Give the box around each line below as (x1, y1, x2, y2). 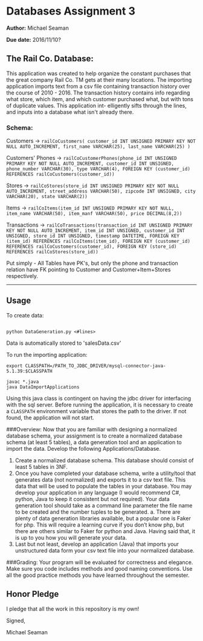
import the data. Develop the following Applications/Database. (6, 445, 161, 452)
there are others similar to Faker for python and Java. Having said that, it (14, 527, 195, 534)
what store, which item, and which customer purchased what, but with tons (6, 95, 193, 102)
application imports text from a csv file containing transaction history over (6, 82, 190, 90)
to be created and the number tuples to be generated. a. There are (14, 508, 181, 516)
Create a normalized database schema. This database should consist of (14, 456, 194, 464)
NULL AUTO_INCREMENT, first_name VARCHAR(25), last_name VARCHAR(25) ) (6, 144, 190, 150)
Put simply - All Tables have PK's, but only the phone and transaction (6, 259, 178, 267)
